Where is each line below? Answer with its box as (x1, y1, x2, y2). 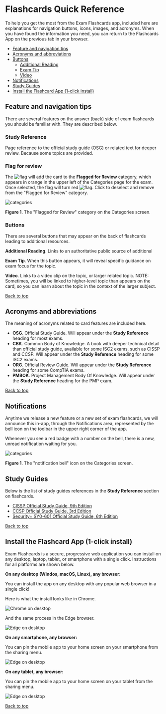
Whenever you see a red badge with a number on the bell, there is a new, (5, 436, 155, 442)
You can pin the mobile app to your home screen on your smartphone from (5, 644, 158, 650)
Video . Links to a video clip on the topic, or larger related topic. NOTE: (5, 272, 149, 278)
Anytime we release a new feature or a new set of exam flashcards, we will (5, 415, 159, 421)
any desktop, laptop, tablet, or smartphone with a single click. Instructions (5, 556, 157, 562)
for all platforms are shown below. (5, 561, 75, 567)
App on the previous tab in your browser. (5, 36, 89, 42)
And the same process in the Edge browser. (5, 615, 95, 621)
